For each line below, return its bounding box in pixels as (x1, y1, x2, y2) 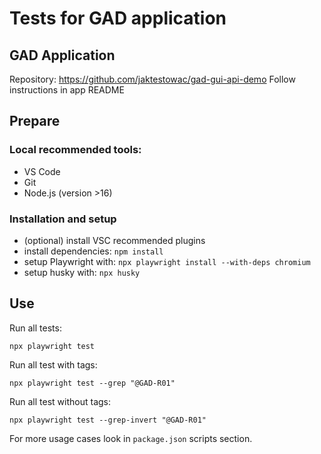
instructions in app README (9, 84, 125, 96)
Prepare (9, 113, 61, 130)
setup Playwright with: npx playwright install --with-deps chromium (23, 255, 311, 267)
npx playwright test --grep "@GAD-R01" (9, 378, 176, 388)
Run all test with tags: (9, 358, 98, 371)
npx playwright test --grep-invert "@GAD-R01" (9, 415, 207, 425)
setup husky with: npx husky (23, 266, 141, 278)
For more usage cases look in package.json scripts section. (9, 432, 253, 444)
